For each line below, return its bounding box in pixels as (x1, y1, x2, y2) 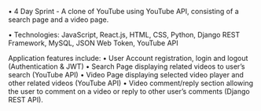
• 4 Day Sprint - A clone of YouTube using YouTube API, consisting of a (8, 7, 239, 16)
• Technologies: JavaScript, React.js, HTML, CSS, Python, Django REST (8, 30, 241, 39)
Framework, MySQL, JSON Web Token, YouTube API (8, 38, 178, 48)
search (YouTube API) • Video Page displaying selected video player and (8, 70, 244, 79)
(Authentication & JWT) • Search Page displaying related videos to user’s (8, 62, 245, 71)
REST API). (8, 95, 43, 104)
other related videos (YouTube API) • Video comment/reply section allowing (8, 78, 254, 88)
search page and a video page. (8, 15, 109, 24)
